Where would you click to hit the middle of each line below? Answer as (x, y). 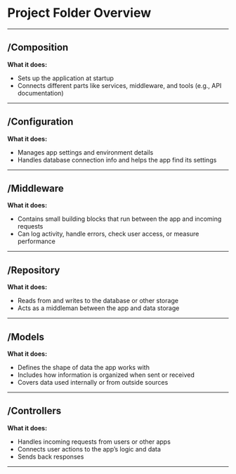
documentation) (40, 93)
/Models (26, 337)
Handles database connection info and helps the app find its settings (117, 160)
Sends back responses (51, 456)
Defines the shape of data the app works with (83, 367)
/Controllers (34, 411)
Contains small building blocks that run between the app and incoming (119, 219)
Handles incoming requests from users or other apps (94, 442)
